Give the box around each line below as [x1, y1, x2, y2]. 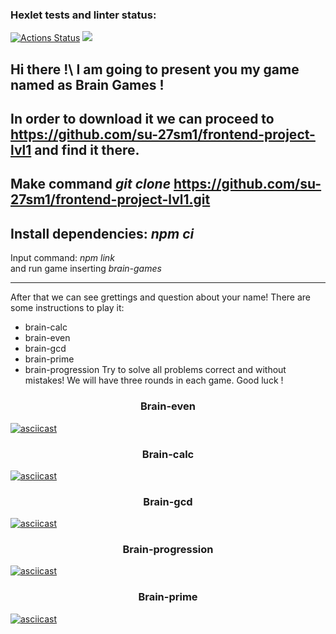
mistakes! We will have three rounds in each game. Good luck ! [24, 374, 284, 387]
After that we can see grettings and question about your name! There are [10, 291, 312, 303]
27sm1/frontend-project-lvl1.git [10, 191, 211, 208]
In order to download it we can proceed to [10, 111, 275, 128]
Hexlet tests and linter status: [10, 8, 157, 22]
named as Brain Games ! [10, 76, 165, 93]
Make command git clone [10, 176, 172, 193]
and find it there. [34, 142, 140, 159]
